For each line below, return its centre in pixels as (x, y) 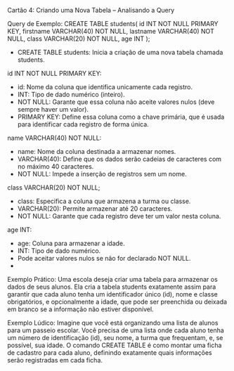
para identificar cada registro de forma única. (83, 124)
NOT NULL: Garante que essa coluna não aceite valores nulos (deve (116, 102)
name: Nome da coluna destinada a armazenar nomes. (97, 151)
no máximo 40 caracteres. (56, 167)
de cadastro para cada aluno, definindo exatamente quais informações (110, 353)
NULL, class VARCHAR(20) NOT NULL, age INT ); (79, 39)
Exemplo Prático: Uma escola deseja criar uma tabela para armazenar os (112, 279)
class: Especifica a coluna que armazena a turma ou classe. (104, 201)
